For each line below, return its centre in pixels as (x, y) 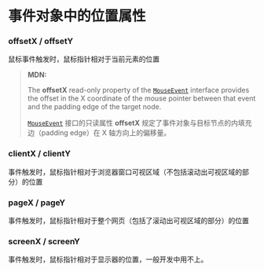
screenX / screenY (44, 242)
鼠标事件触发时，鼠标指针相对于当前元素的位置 (84, 59)
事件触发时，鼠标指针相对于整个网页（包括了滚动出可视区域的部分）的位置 (128, 221)
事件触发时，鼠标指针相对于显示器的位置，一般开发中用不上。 (108, 259)
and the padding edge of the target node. (94, 107)
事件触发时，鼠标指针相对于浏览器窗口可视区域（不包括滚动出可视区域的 (125, 172)
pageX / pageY (37, 203)
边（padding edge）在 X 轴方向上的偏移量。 (99, 133)
